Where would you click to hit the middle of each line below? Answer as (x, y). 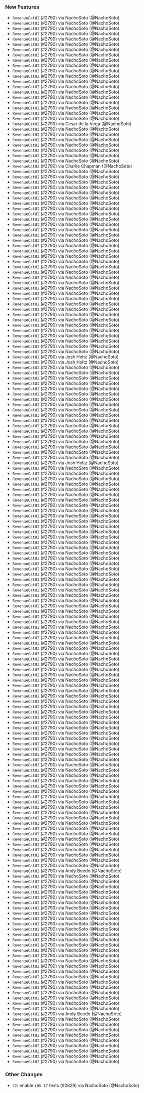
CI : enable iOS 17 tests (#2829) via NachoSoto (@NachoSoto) (76, 1085)
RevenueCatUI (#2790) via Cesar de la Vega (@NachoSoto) (72, 124)
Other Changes (24, 1075)
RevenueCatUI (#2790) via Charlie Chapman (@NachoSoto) (72, 166)
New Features (22, 7)
